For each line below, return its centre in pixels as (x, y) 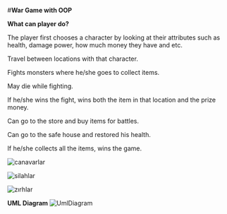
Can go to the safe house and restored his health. (79, 135)
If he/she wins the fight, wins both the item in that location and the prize (112, 100)
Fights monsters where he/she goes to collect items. (84, 72)
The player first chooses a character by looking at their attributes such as (114, 37)
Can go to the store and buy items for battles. (73, 121)
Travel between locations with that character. (73, 59)
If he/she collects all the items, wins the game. (75, 148)
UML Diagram (27, 203)
